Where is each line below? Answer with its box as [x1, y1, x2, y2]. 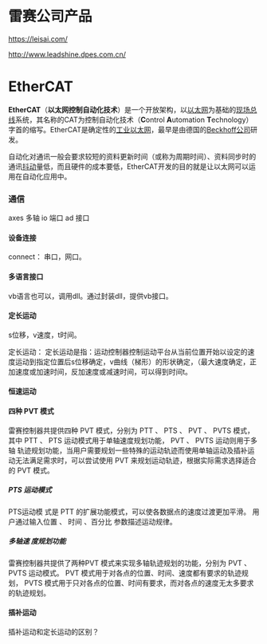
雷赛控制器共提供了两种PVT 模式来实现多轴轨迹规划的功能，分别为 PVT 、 [8, 558, 252, 567]
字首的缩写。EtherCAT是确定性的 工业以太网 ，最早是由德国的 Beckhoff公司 [8, 124, 251, 134]
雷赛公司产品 [8, 7, 93, 26]
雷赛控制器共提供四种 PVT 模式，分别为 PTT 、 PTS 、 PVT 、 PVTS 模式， [8, 426, 255, 435]
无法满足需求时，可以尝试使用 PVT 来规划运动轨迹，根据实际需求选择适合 [14, 455, 257, 465]
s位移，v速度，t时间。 [8, 330, 81, 340]
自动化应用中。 [22, 171, 72, 181]
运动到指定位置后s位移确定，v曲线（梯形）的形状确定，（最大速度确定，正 [14, 356, 257, 367]
